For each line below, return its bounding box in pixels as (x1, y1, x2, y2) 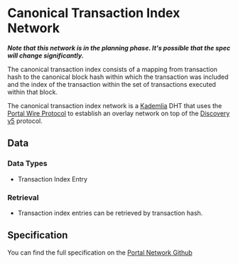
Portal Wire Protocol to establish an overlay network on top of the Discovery (7, 109, 230, 117)
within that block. (7, 88, 58, 96)
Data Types (7, 159, 48, 169)
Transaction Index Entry (17, 174, 87, 183)
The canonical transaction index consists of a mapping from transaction (7, 65, 218, 73)
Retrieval (7, 192, 39, 202)
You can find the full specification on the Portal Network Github (7, 248, 193, 257)
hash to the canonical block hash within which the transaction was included (7, 73, 229, 81)
